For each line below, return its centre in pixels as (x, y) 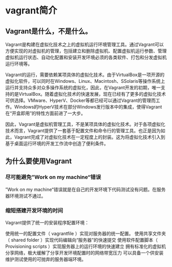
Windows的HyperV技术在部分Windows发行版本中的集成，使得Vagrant (88, 107)
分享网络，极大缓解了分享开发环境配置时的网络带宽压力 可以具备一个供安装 (84, 253)
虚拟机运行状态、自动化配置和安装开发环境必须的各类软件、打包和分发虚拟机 (86, 57)
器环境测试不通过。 (26, 195)
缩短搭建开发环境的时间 (34, 210)
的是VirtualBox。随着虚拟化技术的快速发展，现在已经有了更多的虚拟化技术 (88, 94)
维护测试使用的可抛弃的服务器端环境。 (46, 259)
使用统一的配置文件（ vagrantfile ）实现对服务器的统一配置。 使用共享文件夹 (86, 233)
